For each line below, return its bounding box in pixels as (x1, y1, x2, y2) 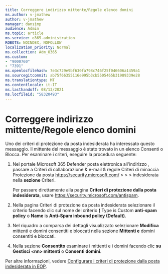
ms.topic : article (5, 31, 44, 36)
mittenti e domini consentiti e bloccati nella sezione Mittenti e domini (12, 228, 155, 234)
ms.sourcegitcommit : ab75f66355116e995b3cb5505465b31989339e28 (5, 73, 140, 78)
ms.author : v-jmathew (5, 12, 51, 17)
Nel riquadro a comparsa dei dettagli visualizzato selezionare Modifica (12, 223, 159, 229)
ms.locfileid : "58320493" (5, 92, 59, 97)
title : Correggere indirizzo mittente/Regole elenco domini (5, 7, 134, 13)
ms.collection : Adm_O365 (5, 49, 57, 54)
